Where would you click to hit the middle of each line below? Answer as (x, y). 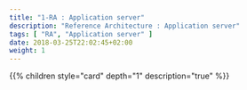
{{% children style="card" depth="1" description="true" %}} (120, 76)
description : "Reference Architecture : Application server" (125, 26)
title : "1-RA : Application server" (77, 17)
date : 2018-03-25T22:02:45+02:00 (71, 42)
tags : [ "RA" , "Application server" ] (81, 34)
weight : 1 (28, 51)
